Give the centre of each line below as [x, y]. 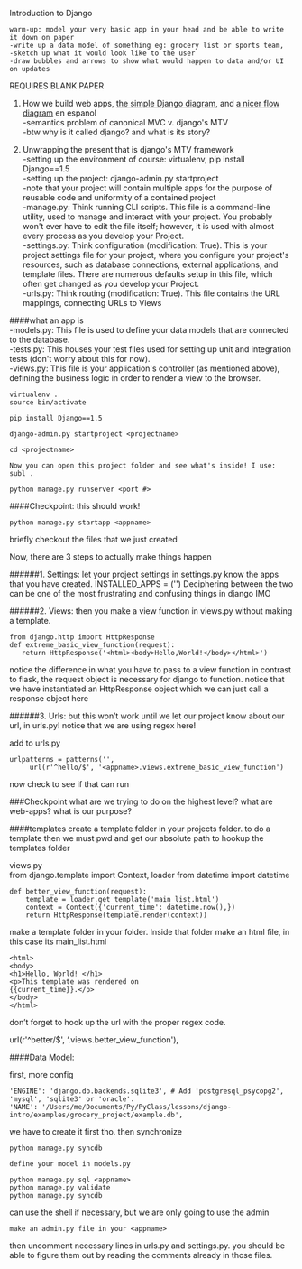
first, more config [41, 1074]
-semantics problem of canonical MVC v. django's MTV [125, 122]
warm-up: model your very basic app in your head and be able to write [146, 30]
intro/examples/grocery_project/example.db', [96, 1115]
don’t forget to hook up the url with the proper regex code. [118, 1022]
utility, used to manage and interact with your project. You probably [147, 217]
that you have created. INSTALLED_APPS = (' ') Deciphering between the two [151, 584]
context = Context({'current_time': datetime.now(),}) [131, 907]
